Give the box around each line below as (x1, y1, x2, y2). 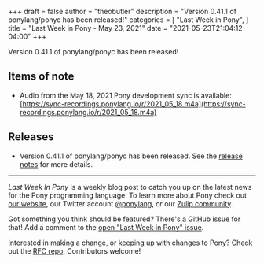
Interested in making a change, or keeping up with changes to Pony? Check (8, 238, 253, 247)
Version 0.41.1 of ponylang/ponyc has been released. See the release (19, 151, 244, 161)
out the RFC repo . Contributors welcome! (8, 246, 141, 255)
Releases (8, 130, 54, 144)
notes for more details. (19, 159, 93, 169)
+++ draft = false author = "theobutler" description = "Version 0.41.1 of (8, 7, 237, 16)
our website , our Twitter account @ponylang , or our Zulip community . (8, 198, 233, 208)
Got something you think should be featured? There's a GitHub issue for (8, 214, 241, 224)
